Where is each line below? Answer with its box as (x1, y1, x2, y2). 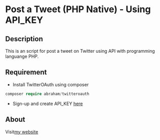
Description (5, 34, 43, 43)
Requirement (5, 68, 47, 77)
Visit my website (5, 128, 38, 135)
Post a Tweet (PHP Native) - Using (5, 4, 151, 15)
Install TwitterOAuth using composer (12, 81, 89, 87)
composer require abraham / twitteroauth (5, 91, 90, 96)
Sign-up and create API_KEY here (12, 100, 83, 107)
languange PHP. (5, 53, 39, 59)
